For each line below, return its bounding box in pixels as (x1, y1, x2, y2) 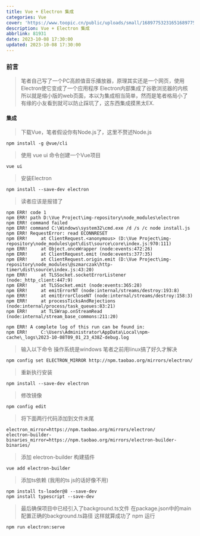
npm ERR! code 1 (6, 209, 46, 216)
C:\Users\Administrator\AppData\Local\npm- (40, 330, 151, 336)
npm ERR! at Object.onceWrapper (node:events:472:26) (6, 246, 153, 252)
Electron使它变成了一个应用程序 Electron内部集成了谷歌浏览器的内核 (20, 84, 189, 92)
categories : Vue (6, 14, 46, 20)
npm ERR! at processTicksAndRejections (6, 298, 116, 304)
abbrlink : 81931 (6, 31, 46, 37)
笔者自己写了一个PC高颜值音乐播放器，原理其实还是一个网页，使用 (20, 77, 185, 84)
